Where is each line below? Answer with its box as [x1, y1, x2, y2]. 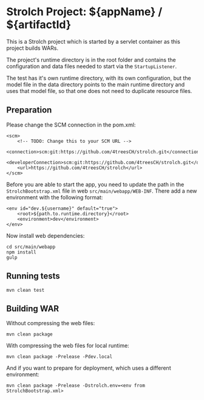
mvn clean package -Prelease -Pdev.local [6, 354, 113, 360]
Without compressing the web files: [6, 320, 95, 327]
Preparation [6, 105, 52, 116]
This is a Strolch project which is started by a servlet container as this [6, 38, 180, 45]
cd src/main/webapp [6, 244, 56, 250]
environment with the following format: [6, 193, 103, 201]
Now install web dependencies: [6, 232, 85, 239]
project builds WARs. [6, 44, 59, 52]
